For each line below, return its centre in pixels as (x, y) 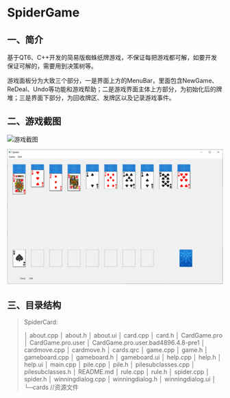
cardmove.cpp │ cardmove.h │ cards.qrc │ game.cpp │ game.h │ (116, 350)
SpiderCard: (41, 322)
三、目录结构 (34, 305)
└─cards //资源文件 (51, 387)
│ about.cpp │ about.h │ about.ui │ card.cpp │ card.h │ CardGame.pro (123, 336)
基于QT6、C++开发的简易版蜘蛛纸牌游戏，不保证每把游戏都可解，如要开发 (112, 57)
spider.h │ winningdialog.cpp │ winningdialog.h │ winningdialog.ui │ (120, 379)
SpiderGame (43, 13)
